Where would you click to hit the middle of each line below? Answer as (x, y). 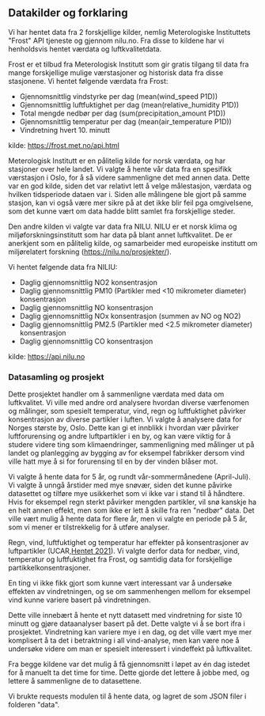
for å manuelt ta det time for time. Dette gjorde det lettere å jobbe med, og (129, 672)
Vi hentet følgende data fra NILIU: (63, 267)
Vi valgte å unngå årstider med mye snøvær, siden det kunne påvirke (120, 485)
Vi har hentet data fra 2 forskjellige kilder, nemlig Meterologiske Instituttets (129, 32)
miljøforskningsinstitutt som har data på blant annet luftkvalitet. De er (121, 235)
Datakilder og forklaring (68, 13)
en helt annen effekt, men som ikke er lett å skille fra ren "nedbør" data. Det (131, 510)
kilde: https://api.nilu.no (47, 356)
